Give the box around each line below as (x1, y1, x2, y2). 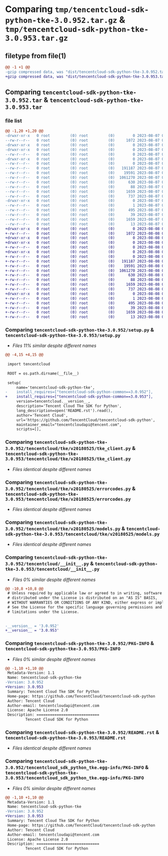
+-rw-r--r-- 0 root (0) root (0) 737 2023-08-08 (5, 286, 160, 292)
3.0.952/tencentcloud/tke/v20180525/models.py (5, 526, 121, 531)
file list (5, 117, 22, 124)
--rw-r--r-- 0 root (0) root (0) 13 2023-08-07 (5, 221, 160, 226)
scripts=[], (16, 426, 41, 432)
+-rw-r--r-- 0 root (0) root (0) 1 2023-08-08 (5, 296, 160, 301)
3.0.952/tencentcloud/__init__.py (5, 561, 89, 567)
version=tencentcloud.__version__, (16, 399, 91, 404)
